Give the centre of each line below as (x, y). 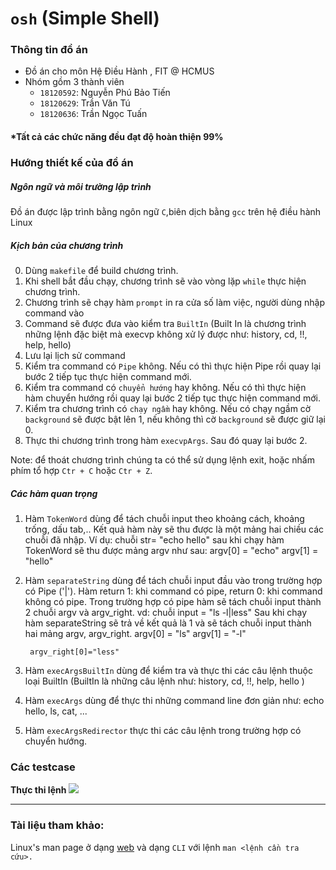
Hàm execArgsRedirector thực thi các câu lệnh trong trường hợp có (163, 730)
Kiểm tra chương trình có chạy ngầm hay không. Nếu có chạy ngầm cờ (168, 408)
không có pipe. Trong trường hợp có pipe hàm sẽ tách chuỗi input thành (173, 601)
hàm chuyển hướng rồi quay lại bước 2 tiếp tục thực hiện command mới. (173, 398)
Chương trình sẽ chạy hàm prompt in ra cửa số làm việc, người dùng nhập (175, 302)
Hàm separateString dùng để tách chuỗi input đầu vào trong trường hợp (173, 580)
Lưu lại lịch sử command (75, 355)
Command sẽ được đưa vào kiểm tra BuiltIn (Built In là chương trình (165, 323)
